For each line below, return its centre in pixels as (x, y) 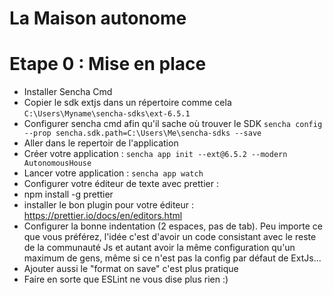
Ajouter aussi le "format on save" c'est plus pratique (131, 269)
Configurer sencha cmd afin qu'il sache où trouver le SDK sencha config (173, 124)
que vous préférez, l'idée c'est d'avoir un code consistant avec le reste (170, 237)
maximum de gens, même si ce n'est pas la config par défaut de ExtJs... (172, 258)
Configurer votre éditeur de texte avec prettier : (121, 184)
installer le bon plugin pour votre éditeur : (109, 205)
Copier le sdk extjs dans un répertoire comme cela (127, 103)
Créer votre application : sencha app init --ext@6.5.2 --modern (155, 154)
